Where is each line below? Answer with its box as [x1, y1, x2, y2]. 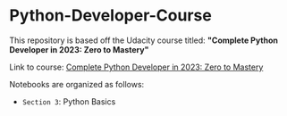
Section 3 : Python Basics [21, 95, 116, 107]
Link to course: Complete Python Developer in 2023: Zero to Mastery [9, 62, 264, 72]
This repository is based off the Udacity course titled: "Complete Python [9, 35, 279, 46]
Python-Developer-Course [9, 5, 212, 26]
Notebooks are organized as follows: [9, 79, 145, 89]
